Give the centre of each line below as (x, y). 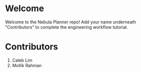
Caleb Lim (22, 60)
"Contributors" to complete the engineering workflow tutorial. (66, 27)
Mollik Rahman (27, 65)
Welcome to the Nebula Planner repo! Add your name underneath (70, 22)
